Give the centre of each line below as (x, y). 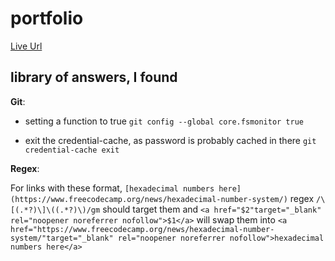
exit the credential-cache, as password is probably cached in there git (170, 140)
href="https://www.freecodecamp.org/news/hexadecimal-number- (142, 229)
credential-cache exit (72, 150)
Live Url (26, 46)
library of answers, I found (94, 77)
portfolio (47, 18)
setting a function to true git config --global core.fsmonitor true (164, 121)
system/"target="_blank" (62, 238)
